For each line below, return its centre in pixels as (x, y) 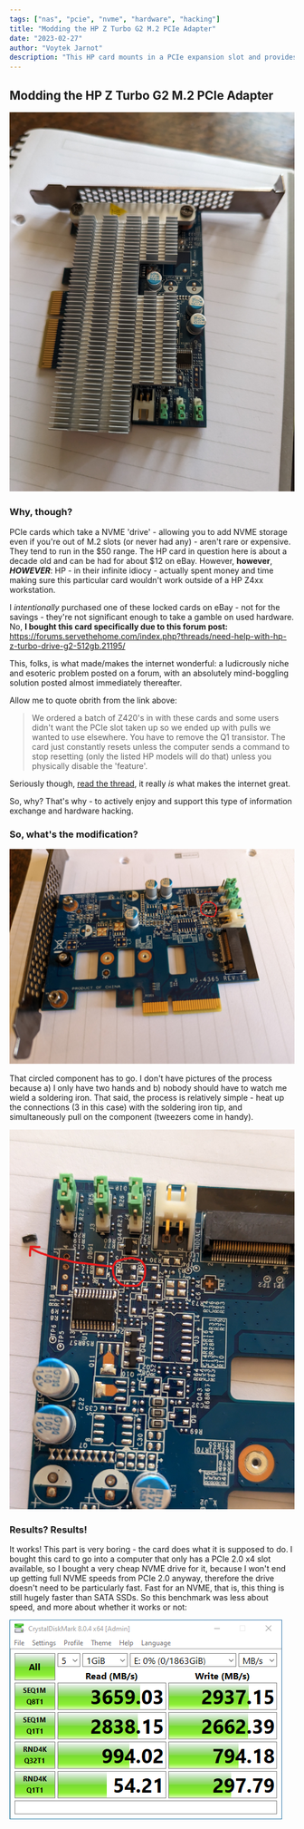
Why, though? (41, 512)
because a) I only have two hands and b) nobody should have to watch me (148, 1088)
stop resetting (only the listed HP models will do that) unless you (152, 756)
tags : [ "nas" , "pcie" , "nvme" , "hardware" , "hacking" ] (115, 19)
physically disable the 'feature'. (90, 765)
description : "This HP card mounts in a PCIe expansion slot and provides (153, 58)
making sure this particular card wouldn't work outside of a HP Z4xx (137, 579)
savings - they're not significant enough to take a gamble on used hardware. (152, 617)
